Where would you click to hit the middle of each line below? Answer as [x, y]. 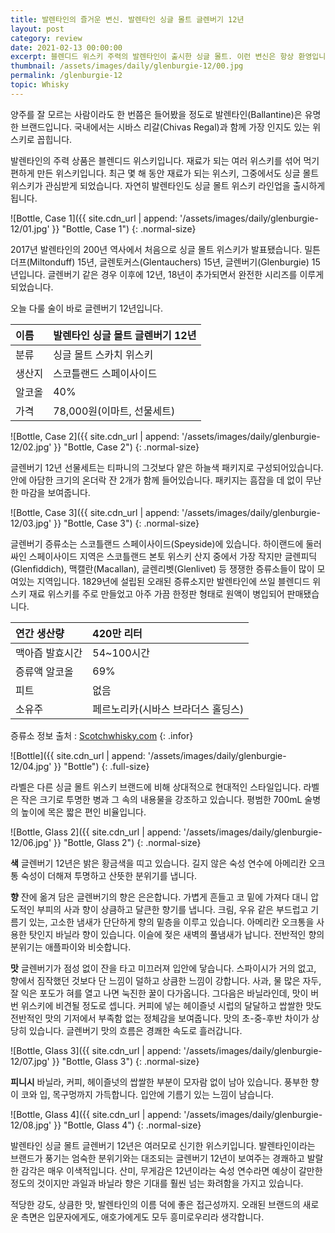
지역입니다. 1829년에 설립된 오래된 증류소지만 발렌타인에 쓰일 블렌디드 [173, 581]
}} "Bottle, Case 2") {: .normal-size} [126, 447]
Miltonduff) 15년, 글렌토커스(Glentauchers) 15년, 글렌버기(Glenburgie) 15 [175, 262]
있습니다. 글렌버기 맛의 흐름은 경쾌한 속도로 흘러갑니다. [135, 1030]
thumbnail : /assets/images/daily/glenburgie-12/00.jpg [127, 66]
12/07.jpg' [30, 1061]
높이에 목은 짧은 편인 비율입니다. [83, 812]
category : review [46, 38]
